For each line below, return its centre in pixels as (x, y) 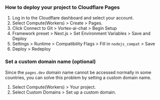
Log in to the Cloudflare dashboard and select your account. (73, 18)
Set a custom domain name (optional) (51, 61)
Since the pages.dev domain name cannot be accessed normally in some (78, 72)
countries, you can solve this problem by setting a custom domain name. (78, 78)
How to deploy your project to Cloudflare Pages (62, 7)
